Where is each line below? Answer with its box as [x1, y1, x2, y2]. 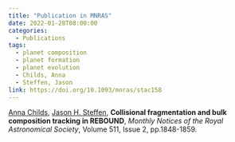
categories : [8, 26, 48, 34]
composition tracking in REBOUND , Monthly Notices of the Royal [8, 116, 224, 126]
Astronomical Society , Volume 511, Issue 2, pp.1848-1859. [8, 124, 198, 134]
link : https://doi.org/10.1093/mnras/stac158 [8, 85, 162, 94]
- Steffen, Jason [15, 78, 73, 86]
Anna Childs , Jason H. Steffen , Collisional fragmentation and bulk [8, 108, 227, 117]
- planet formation [15, 57, 80, 65]
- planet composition [15, 49, 88, 57]
